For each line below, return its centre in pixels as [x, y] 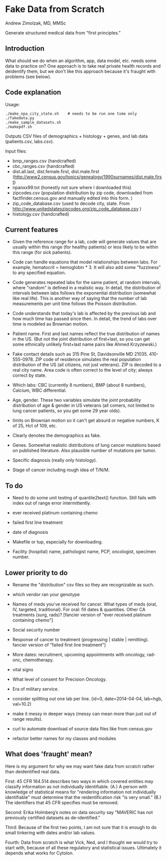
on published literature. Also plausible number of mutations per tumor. [84, 451]
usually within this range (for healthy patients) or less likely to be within [85, 247]
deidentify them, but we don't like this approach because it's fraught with [81, 71]
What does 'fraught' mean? [49, 754]
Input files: [16, 151]
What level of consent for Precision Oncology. [60, 679]
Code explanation [33, 92]
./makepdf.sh [19, 127]
